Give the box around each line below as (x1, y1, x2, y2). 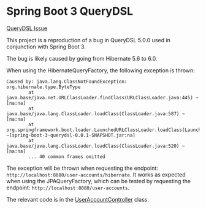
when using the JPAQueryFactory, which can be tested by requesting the (6, 177, 191, 184)
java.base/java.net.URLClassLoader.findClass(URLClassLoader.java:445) (6, 94, 193, 101)
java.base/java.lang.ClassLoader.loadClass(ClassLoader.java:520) (6, 143, 180, 149)
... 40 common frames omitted (28, 153, 105, 160)
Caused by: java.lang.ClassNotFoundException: (6, 78, 128, 85)
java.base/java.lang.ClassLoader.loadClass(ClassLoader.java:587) (6, 110, 180, 117)
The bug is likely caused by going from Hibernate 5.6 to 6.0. (6, 55, 158, 62)
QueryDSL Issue (6, 25, 48, 32)
